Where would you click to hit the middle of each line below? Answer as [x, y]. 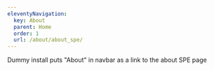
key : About [29, 20]
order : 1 [26, 33]
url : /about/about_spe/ [48, 40]
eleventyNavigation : [38, 14]
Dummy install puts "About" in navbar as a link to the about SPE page [107, 60]
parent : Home [33, 27]
